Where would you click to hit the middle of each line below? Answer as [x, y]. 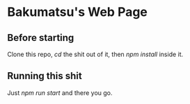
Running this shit [45, 76]
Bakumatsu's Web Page [78, 12]
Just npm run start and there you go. [60, 93]
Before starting [41, 38]
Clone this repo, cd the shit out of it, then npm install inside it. [95, 54]
